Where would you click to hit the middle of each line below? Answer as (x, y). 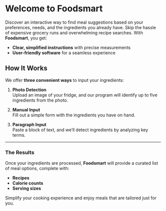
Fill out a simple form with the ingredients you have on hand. (74, 115)
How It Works (26, 68)
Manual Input (26, 109)
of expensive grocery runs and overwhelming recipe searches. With (74, 33)
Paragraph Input (29, 124)
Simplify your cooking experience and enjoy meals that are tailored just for (81, 198)
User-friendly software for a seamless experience (64, 53)
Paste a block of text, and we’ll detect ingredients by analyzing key (80, 130)
